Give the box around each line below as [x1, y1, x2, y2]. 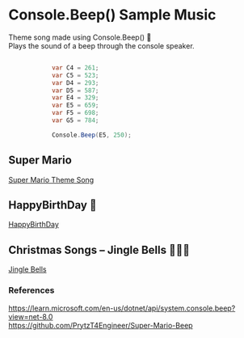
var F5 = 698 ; [51, 109, 99, 117]
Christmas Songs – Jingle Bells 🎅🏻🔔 [8, 243, 191, 256]
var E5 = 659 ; [51, 101, 99, 110]
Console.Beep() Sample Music [8, 6, 217, 24]
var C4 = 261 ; [51, 63, 99, 72]
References [8, 285, 55, 296]
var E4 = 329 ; [51, 94, 99, 102]
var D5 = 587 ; [51, 87, 99, 95]
